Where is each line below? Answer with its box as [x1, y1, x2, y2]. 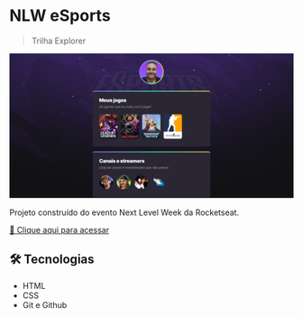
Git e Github [22, 299, 68, 310]
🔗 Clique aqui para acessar [9, 224, 110, 235]
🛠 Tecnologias [9, 252, 95, 267]
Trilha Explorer [31, 35, 87, 46]
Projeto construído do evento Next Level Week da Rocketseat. [9, 207, 240, 218]
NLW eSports [9, 5, 111, 26]
